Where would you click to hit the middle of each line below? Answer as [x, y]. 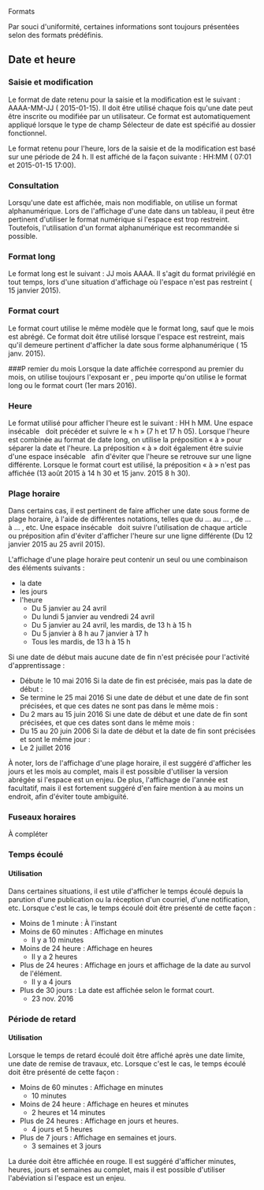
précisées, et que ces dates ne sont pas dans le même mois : [119, 706]
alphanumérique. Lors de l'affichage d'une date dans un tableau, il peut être [131, 211]
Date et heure [42, 60]
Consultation [33, 185]
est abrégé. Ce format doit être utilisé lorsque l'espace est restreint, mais [126, 336]
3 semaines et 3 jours [66, 1146]
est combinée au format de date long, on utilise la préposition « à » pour [125, 439]
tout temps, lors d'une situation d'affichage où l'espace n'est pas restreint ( [130, 282]
